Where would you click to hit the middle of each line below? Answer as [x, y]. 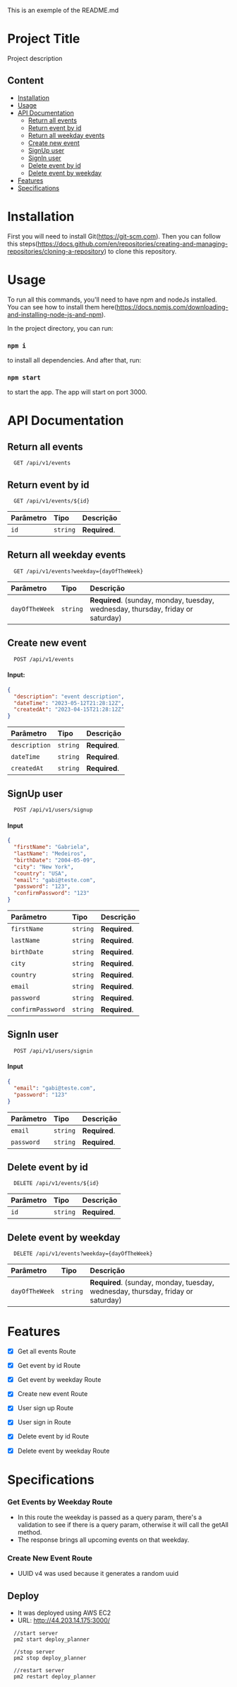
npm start [24, 377]
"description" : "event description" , [69, 697]
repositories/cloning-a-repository [56, 251]
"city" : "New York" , [44, 867]
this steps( [23, 244]
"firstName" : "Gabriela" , [52, 847]
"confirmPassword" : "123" [52, 893]
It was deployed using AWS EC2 [64, 1613]
